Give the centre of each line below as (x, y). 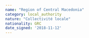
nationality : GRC (23, 23)
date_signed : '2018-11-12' (33, 28)
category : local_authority (33, 14)
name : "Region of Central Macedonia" (45, 10)
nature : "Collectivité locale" (38, 19)
